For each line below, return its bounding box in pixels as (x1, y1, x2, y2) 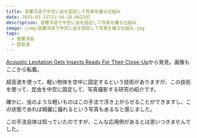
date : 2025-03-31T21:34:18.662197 (6, 14, 91, 20)
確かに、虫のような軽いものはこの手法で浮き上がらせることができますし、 (6, 98, 186, 105)
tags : (6, 31, 19, 37)
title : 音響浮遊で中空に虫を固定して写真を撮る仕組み (6, 8, 121, 15)
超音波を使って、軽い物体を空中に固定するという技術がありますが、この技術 (6, 78, 191, 86)
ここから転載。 (6, 65, 42, 73)
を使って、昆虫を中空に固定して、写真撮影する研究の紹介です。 (6, 86, 160, 93)
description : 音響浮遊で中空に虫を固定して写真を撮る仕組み (6, 19, 137, 25)
